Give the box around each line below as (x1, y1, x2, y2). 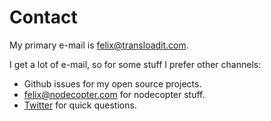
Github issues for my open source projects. (23, 77, 202, 90)
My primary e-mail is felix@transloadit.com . (9, 39, 189, 51)
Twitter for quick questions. (23, 99, 137, 111)
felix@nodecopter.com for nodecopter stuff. (23, 88, 206, 100)
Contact (9, 6, 78, 29)
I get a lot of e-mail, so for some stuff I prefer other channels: (9, 58, 262, 70)
